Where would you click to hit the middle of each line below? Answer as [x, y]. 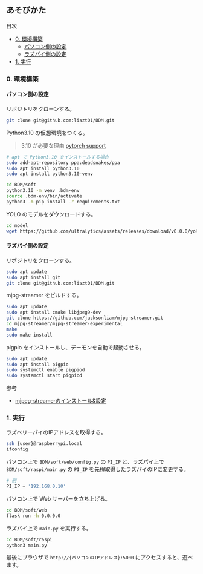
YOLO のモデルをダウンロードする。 [51, 214]
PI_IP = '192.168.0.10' [36, 487]
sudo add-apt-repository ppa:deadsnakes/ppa [63, 163]
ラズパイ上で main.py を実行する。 [49, 528]
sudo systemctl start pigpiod [44, 376]
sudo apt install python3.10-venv [50, 174]
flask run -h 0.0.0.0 [34, 516]
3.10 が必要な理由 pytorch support [63, 145]
